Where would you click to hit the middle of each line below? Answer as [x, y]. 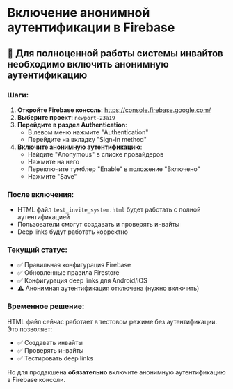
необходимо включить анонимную [88, 64]
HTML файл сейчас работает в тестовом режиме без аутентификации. [112, 321]
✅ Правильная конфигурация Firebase [74, 265]
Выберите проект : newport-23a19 [66, 117]
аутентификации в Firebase [91, 27]
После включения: [41, 194]
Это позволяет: [30, 329]
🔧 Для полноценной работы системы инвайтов [115, 53]
